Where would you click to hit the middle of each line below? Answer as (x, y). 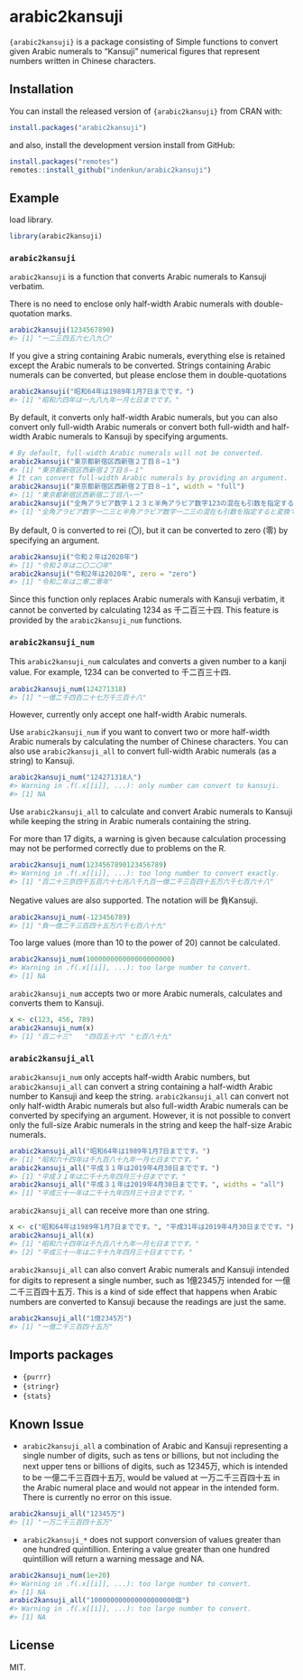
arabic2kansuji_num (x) (52, 1028)
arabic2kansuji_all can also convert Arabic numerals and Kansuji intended (150, 1269)
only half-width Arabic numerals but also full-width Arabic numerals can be (149, 1105)
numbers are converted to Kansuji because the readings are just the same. (148, 1301)
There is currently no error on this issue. (97, 1497)
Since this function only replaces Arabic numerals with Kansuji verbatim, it (147, 599)
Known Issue (46, 1424)
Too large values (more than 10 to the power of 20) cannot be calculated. (145, 943)
